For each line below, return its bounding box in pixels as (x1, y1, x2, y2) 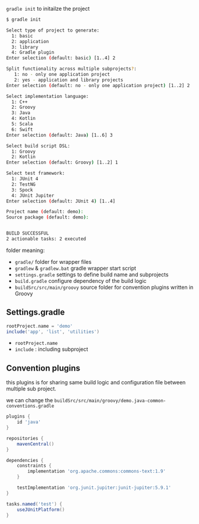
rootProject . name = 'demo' (6, 323, 73, 329)
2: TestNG (11, 181, 36, 187)
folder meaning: (6, 246, 45, 254)
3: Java (11, 110, 31, 116)
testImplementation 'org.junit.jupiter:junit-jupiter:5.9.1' (17, 485, 171, 491)
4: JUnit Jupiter (11, 192, 55, 199)
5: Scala (11, 121, 33, 127)
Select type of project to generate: (6, 27, 100, 33)
